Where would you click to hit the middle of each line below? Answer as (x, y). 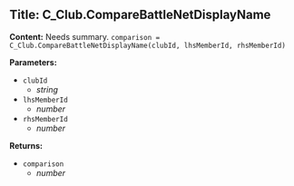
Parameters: (33, 62)
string (47, 89)
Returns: (26, 145)
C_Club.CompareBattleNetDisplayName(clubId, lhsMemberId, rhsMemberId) (147, 45)
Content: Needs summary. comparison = (85, 36)
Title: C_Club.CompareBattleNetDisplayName (140, 15)
